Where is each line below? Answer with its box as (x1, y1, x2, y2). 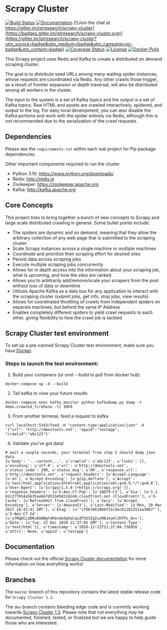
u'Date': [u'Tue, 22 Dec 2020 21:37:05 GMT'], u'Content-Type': (5, 520, 142, 525)
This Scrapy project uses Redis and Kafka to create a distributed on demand (5, 56, 162, 62)
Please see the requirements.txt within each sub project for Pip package (5, 146, 156, 152)
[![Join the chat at (73, 20, 110, 26)
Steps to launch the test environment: (5, 360, 99, 367)
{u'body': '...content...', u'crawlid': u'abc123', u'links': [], (5, 459, 146, 464)
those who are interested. (5, 620, 58, 626)
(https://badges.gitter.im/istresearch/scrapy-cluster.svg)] (5, 30, 123, 36)
